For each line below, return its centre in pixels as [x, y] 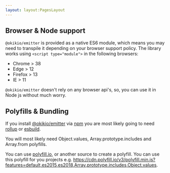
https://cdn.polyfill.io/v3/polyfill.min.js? [114, 160]
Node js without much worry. [36, 95]
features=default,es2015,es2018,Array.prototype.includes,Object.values [81, 165]
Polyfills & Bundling [37, 111]
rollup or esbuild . [23, 129]
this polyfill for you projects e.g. [39, 160]
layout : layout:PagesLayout [35, 10]
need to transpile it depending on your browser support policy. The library [83, 48]
